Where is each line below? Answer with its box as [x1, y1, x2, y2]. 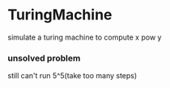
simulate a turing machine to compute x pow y [7, 32, 162, 42]
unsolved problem [7, 52, 81, 64]
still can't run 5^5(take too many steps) [7, 71, 138, 81]
